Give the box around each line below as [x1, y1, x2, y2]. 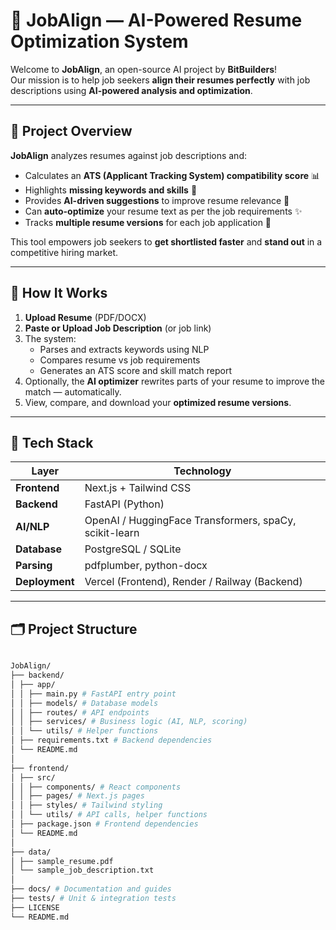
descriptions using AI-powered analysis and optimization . [10, 84, 253, 96]
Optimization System [10, 30, 189, 53]
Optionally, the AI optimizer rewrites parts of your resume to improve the [24, 375, 325, 387]
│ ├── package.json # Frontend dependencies [10, 819, 199, 829]
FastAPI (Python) [84, 497, 165, 511]
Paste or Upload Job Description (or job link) [24, 322, 212, 334]
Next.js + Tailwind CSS [84, 481, 192, 495]
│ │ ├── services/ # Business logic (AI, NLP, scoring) [10, 717, 248, 727]
